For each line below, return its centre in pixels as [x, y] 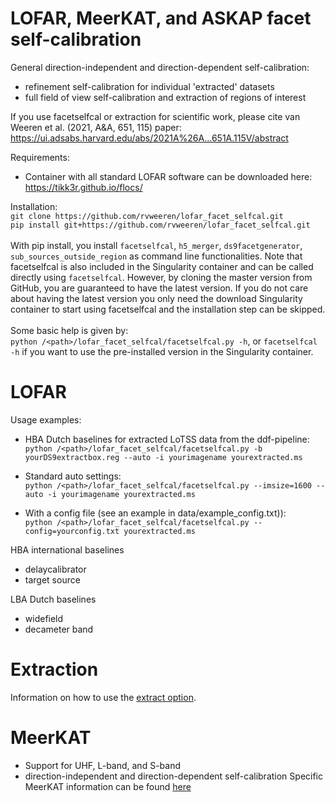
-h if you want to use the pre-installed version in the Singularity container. [162, 351]
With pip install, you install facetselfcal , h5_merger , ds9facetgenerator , [156, 245]
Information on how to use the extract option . [103, 697]
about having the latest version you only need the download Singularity [156, 298]
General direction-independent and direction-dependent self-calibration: [160, 67]
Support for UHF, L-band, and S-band [102, 765]
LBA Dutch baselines [53, 599]
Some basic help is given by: [69, 330]
